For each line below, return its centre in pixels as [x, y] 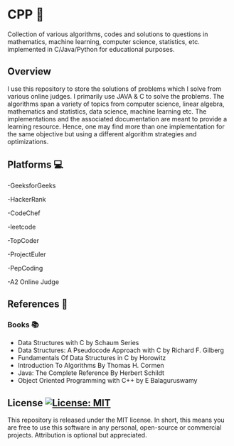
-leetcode [22, 227]
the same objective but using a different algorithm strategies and [102, 134]
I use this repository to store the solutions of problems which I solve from [115, 89]
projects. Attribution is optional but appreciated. [77, 435]
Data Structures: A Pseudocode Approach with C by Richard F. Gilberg [121, 350]
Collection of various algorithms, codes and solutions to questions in [108, 34]
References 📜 [38, 304]
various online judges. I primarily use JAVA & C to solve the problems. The [116, 96]
